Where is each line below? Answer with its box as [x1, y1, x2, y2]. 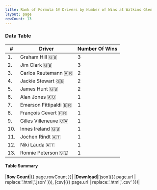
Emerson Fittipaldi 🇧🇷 [20, 101, 72, 108]
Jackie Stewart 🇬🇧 [20, 77, 65, 84]
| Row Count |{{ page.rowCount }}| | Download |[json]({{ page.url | [5, 174, 136, 180]
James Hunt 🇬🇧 [20, 85, 58, 92]
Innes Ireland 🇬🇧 [20, 125, 60, 132]
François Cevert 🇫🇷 [20, 109, 67, 116]
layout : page [5, 12, 32, 17]
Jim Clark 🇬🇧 [20, 61, 52, 68]
